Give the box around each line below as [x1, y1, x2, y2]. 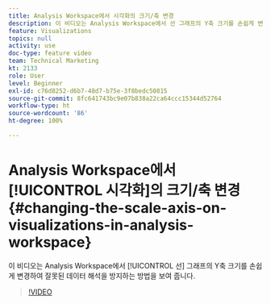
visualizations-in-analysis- [8, 216, 194, 235]
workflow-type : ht [8, 102, 70, 110]
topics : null [8, 34, 52, 43]
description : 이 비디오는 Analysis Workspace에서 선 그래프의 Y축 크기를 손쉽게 [8, 19, 255, 27]
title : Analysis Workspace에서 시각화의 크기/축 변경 [8, 11, 174, 20]
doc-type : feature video [8, 49, 92, 57]
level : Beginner [8, 79, 63, 87]
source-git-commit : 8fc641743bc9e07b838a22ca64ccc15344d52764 [8, 94, 222, 102]
